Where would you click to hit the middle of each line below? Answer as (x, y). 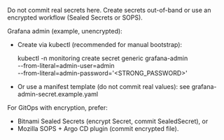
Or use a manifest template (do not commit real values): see (104, 86)
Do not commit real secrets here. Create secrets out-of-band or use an (109, 10)
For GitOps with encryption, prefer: (57, 107)
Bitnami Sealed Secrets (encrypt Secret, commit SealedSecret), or (113, 121)
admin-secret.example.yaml (58, 94)
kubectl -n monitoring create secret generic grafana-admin (103, 58)
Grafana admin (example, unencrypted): (65, 31)
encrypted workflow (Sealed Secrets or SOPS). (75, 17)
